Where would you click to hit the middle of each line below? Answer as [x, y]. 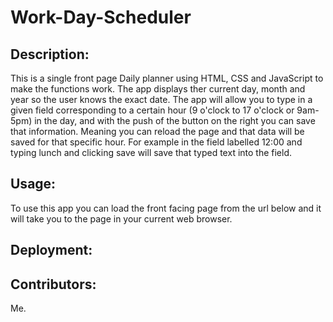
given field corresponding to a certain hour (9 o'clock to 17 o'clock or [152, 110]
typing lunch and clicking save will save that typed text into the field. [151, 152]
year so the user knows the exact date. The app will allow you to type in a [161, 99]
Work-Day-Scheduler [101, 17]
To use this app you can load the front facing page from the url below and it [166, 208]
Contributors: [53, 284]
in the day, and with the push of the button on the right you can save [175, 120]
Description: [50, 54]
